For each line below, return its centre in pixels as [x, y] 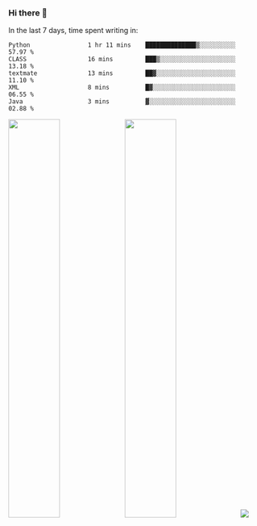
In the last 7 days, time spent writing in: [73, 31]
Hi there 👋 [28, 13]
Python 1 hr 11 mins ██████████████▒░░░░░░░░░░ [122, 45]
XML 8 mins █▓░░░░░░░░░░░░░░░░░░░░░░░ [122, 88]
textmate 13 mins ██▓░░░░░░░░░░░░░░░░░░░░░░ [122, 73]
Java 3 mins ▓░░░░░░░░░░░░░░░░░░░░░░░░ [122, 102]
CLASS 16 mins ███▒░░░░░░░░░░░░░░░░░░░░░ [122, 60]
